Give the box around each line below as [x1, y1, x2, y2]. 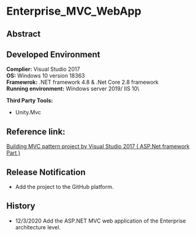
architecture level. [15, 223, 61, 230]
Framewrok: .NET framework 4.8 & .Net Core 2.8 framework [6, 78, 159, 86]
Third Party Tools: [6, 97, 53, 105]
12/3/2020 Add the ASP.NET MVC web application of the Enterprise [15, 217, 186, 224]
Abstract [6, 29, 41, 39]
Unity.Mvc [15, 109, 42, 116]
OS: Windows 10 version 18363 [6, 72, 85, 79]
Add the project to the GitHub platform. [15, 183, 114, 191]
